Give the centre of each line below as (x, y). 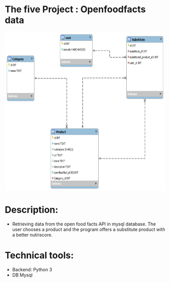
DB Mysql (22, 275)
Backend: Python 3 (32, 269)
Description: (32, 210)
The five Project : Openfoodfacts (75, 9)
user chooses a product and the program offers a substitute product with (89, 229)
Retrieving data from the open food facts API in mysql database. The (84, 224)
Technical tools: (39, 255)
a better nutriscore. (32, 235)
